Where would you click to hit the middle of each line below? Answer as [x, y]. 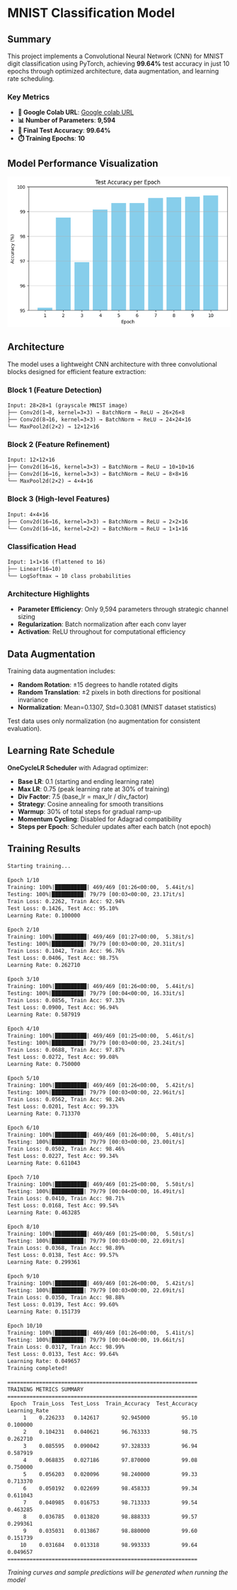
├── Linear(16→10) [34, 569]
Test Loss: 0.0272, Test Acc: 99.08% [63, 1057]
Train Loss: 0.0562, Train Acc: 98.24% [66, 1099]
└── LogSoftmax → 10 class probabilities [69, 576]
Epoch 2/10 [23, 929]
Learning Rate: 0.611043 [44, 1163]
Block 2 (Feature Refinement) [59, 444]
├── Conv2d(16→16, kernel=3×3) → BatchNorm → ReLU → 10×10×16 [101, 467]
